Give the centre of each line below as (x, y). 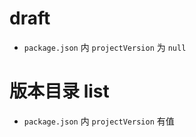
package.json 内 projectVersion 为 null (105, 47)
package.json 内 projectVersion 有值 (99, 121)
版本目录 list (59, 91)
